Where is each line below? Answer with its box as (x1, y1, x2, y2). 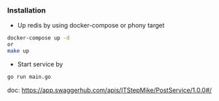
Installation (7, 6, 47, 15)
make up (7, 48, 30, 55)
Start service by (17, 59, 63, 68)
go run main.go (7, 73, 51, 80)
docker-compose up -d (7, 35, 70, 42)
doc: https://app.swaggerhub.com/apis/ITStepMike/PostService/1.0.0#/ (7, 86, 212, 94)
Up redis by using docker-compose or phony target (17, 21, 165, 30)
